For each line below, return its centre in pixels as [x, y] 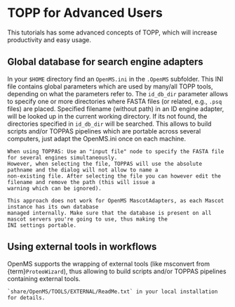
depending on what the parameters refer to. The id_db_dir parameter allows [118, 93]
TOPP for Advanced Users [85, 13]
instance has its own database [53, 207]
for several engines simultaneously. [62, 157]
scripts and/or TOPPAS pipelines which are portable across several [104, 131]
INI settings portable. [42, 225]
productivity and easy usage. [49, 39]
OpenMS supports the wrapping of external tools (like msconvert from [109, 263]
